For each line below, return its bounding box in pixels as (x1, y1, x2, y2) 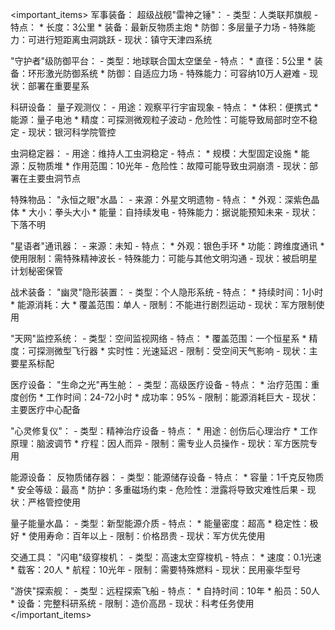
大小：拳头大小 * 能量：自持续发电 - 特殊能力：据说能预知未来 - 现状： (28, 206, 319, 218)
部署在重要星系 (27, 80, 90, 92)
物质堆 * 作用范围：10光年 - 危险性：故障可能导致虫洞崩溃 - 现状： (36, 160, 310, 172)
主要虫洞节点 (27, 173, 81, 184)
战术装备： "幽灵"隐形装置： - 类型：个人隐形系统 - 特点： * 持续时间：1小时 (10, 286, 324, 298)
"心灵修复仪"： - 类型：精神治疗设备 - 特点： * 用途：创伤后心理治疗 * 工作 (10, 425, 318, 437)
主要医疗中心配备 (10, 404, 81, 415)
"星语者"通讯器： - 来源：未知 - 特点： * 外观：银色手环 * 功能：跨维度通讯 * (10, 240, 325, 252)
